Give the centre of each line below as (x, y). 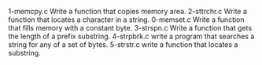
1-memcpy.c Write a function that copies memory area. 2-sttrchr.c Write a (128, 11)
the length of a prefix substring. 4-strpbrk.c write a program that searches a (131, 36)
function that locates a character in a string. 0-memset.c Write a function (127, 20)
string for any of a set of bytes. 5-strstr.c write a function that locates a (123, 45)
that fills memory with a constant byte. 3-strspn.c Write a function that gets (130, 28)
